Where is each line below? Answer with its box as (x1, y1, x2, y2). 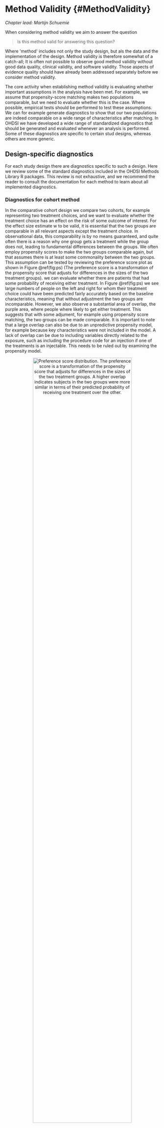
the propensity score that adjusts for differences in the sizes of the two (5, 270, 148, 276)
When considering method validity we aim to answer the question (5, 29, 138, 35)
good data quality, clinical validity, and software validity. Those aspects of (5, 64, 154, 70)
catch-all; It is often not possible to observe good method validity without (5, 58, 153, 64)
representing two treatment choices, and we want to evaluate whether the (5, 212, 154, 219)
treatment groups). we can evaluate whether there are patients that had (5, 275, 149, 281)
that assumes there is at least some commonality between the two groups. (5, 254, 156, 260)
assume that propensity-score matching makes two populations (5, 94, 134, 100)
